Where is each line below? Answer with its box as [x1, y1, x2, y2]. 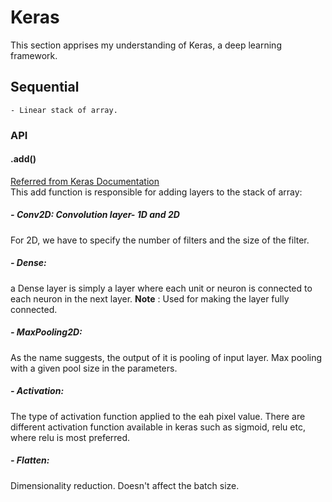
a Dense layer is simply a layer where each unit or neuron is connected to [10, 282, 313, 294]
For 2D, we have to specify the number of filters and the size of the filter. [10, 234, 310, 246]
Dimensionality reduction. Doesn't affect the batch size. [10, 479, 240, 491]
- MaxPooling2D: [10, 326, 83, 338]
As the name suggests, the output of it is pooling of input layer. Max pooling [10, 351, 323, 363]
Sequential [10, 79, 80, 96]
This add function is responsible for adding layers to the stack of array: [10, 186, 303, 198]
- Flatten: [10, 454, 50, 466]
